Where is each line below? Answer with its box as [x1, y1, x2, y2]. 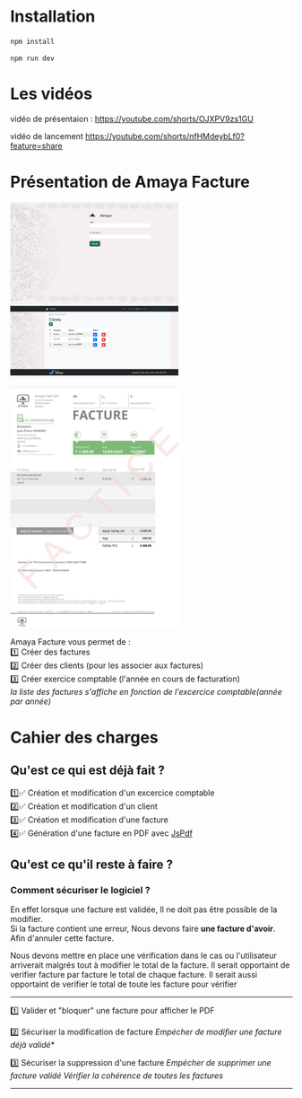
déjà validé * [10, 1040, 56, 1050]
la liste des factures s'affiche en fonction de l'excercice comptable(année [10, 686, 283, 697]
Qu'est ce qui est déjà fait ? [10, 763, 165, 778]
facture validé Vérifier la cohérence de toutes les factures [10, 1070, 223, 1081]
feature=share [10, 140, 63, 151]
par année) [10, 696, 52, 707]
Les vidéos [10, 83, 93, 104]
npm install [10, 37, 55, 46]
